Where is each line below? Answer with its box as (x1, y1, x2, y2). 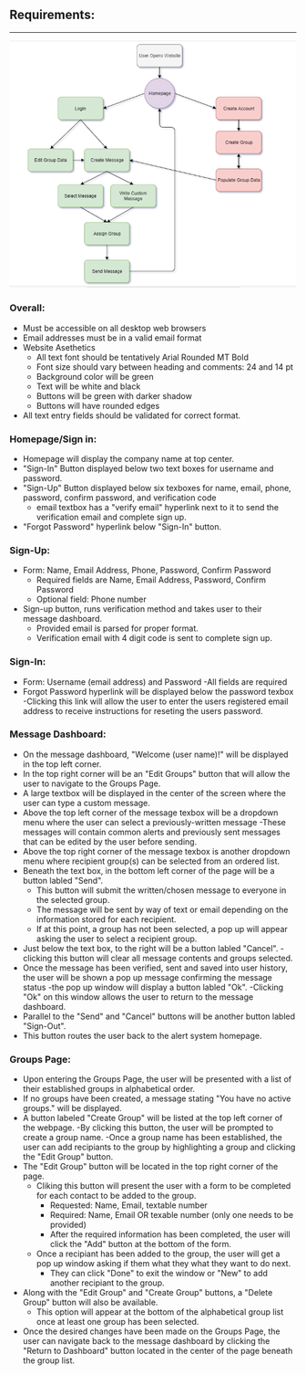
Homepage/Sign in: (9, 433, 97, 446)
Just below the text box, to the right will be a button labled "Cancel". (22, 942, 279, 953)
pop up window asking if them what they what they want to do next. (36, 1258, 291, 1269)
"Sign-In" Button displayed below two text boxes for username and (22, 463, 274, 474)
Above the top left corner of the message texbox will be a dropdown (22, 807, 279, 818)
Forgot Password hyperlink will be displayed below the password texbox (22, 686, 294, 697)
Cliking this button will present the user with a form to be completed (36, 1181, 291, 1191)
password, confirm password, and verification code (22, 492, 217, 503)
